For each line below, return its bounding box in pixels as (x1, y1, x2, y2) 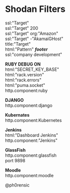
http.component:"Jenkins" (5, 137, 58, 143)
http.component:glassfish (5, 152, 57, 158)
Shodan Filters (5, 3, 66, 15)
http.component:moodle (5, 172, 54, 178)
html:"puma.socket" (5, 82, 46, 88)
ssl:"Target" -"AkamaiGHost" (5, 36, 64, 42)
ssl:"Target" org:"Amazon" (5, 30, 59, 36)
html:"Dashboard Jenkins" (5, 132, 58, 138)
